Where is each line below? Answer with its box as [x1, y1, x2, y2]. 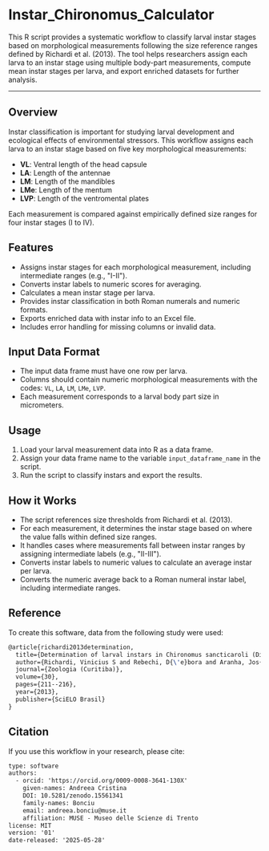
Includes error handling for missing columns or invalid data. [19, 322, 216, 331]
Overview [8, 106, 58, 120]
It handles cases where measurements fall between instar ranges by [19, 541, 246, 550]
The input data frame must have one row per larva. [19, 367, 188, 376]
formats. [19, 305, 48, 314]
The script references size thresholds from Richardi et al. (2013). [19, 515, 233, 525]
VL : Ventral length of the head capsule [19, 159, 147, 169]
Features [8, 241, 54, 254]
